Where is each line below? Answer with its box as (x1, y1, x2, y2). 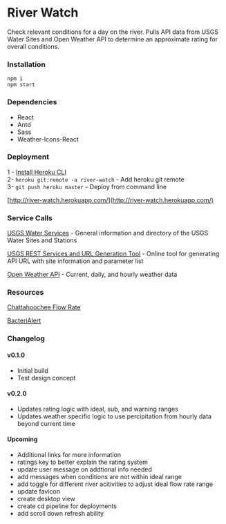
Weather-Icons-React (17, 135, 79, 143)
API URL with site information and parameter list (7, 257, 144, 265)
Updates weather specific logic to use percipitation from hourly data (17, 412, 212, 420)
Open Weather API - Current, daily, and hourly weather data (7, 271, 178, 279)
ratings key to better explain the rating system (17, 458, 149, 466)
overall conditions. (7, 42, 60, 50)
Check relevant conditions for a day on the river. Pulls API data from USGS (7, 28, 219, 36)
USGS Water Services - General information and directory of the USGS (7, 229, 209, 237)
